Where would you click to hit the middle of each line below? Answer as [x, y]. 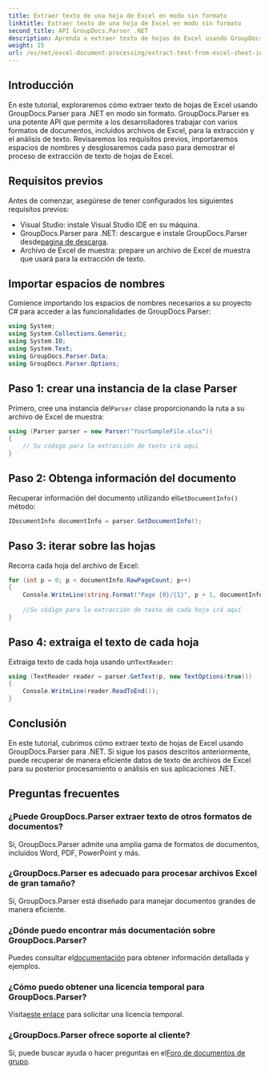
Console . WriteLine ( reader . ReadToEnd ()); [91, 691]
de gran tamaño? [42, 883]
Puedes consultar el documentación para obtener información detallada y [129, 958]
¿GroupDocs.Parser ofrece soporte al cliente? [99, 1035]
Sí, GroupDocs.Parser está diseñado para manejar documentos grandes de [132, 901]
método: [22, 506]
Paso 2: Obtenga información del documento [122, 478]
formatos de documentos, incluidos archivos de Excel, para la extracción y [131, 130]
